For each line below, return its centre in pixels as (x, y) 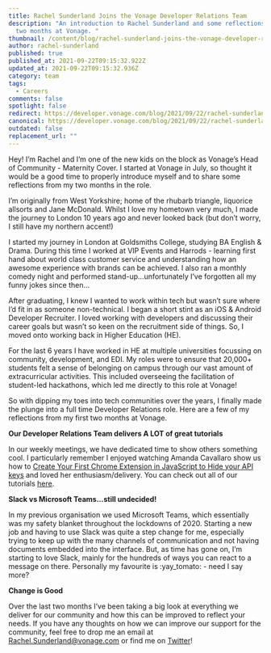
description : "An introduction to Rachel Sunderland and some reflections (137, 23)
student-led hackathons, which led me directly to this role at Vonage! (123, 385)
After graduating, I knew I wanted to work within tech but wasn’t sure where (134, 301)
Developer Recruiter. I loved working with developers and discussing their (131, 318)
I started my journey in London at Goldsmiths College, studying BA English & (135, 242)
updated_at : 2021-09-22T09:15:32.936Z (73, 69)
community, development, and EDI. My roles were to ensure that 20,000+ (130, 359)
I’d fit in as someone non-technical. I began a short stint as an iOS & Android (135, 309)
